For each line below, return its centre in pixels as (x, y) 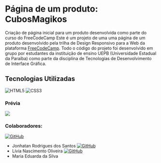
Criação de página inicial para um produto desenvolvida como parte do (76, 33)
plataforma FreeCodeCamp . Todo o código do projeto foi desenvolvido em (79, 48)
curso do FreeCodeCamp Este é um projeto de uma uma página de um (75, 38)
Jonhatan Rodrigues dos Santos (44, 146)
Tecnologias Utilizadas (40, 79)
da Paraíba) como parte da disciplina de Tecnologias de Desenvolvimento (78, 58)
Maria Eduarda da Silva (35, 156)
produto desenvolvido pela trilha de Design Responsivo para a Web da (75, 43)
